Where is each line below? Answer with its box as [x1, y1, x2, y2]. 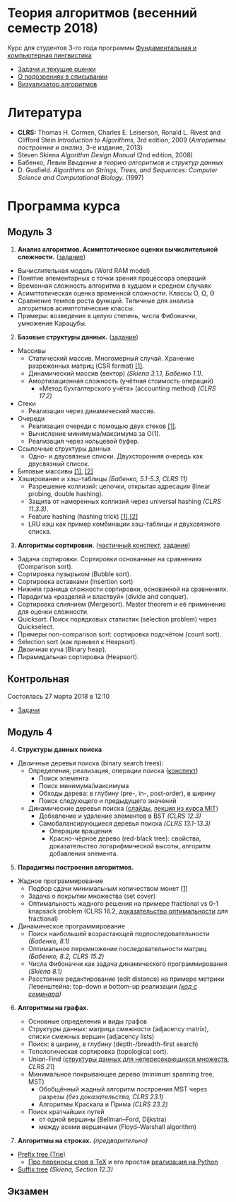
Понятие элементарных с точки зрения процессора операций [17, 274, 206, 282]
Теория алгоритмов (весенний [7, 5, 198, 21]
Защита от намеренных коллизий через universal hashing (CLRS [28, 497, 221, 505]
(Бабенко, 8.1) [28, 937, 70, 945]
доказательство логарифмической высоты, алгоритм [49, 841, 211, 850]
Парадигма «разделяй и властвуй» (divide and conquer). [17, 592, 189, 600]
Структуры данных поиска [17, 745, 102, 753]
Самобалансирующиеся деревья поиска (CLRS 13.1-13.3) [38, 819, 211, 827]
